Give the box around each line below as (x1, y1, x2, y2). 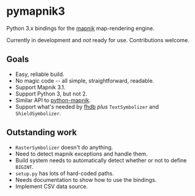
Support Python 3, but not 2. (15, 90, 88, 97)
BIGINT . (15, 163, 34, 170)
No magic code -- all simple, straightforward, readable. (15, 77, 155, 84)
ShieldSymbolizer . (15, 109, 61, 117)
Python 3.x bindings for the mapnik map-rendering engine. (6, 24, 155, 32)
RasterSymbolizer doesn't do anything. (15, 143, 113, 151)
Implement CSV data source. (15, 183, 88, 190)
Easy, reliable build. (15, 70, 64, 78)
